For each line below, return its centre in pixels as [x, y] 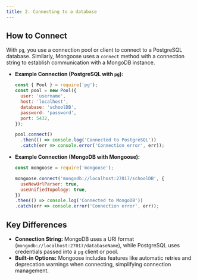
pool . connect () [34, 134]
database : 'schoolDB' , [49, 107]
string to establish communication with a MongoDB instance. [81, 62]
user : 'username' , [43, 96]
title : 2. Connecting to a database [51, 12]
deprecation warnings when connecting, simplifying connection [93, 264]
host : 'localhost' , [45, 102]
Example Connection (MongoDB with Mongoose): [77, 157]
